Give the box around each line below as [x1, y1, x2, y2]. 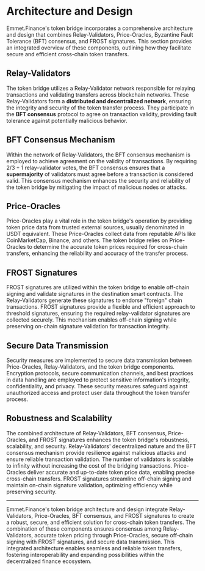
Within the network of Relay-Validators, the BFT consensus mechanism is [6, 151, 191, 158]
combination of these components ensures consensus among [6, 525, 162, 532]
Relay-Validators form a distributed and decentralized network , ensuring [6, 97, 191, 105]
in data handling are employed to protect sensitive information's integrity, [6, 376, 190, 383]
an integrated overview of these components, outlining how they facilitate [6, 44, 192, 51]
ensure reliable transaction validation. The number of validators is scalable [6, 455, 193, 463]
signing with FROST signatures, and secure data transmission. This [6, 538, 175, 545]
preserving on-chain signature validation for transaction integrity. [6, 323, 170, 330]
